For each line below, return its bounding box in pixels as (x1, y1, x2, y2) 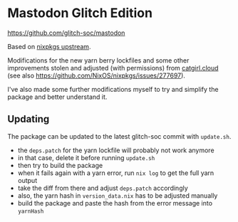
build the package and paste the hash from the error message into (17, 199, 212, 207)
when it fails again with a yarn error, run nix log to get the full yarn (17, 169, 214, 177)
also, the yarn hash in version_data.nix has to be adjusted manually (17, 191, 218, 200)
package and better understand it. (7, 92, 108, 101)
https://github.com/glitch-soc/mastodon (7, 28, 125, 37)
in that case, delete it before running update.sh (17, 153, 155, 162)
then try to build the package (17, 161, 103, 169)
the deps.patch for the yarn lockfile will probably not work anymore (17, 146, 215, 154)
